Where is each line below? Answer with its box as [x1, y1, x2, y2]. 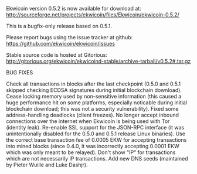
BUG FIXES [6, 69, 33, 76]
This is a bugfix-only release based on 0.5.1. [6, 23, 113, 29]
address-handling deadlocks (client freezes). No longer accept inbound [6, 111, 179, 118]
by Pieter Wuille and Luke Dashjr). [6, 161, 88, 168]
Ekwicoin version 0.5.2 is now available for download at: [6, 5, 142, 12]
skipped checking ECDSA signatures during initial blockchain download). [6, 87, 182, 93]
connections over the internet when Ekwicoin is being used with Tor [6, 118, 170, 125]
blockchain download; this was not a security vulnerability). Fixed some [6, 105, 179, 112]
